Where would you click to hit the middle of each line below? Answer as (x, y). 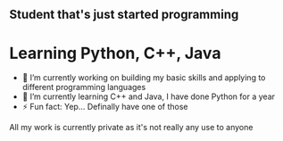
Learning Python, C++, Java (115, 53)
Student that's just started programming (124, 15)
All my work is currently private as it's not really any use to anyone (131, 128)
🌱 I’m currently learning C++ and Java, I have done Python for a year (148, 96)
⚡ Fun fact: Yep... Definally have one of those (105, 107)
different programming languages (84, 87)
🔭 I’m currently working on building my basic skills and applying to (144, 78)
